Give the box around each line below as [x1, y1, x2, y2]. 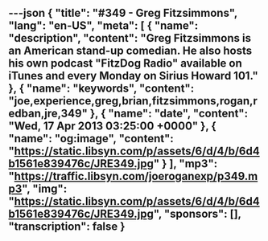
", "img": [21, 182, 68, 196]
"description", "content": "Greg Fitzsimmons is [8, 31, 252, 45]
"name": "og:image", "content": [8, 132, 175, 145]
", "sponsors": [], [153, 207, 241, 221]
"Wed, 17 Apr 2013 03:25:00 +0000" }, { [8, 120, 216, 133]
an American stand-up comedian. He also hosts [8, 44, 253, 58]
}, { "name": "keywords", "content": [8, 82, 195, 96]
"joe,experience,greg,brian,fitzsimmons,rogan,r [8, 94, 258, 108]
